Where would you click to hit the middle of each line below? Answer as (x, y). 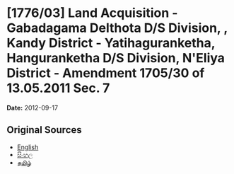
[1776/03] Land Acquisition (88, 13)
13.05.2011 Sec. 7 (58, 88)
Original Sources (44, 130)
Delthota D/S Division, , (158, 28)
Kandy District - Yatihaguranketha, (111, 43)
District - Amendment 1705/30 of (106, 73)
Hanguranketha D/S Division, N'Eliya (116, 58)
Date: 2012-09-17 (32, 108)
